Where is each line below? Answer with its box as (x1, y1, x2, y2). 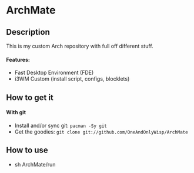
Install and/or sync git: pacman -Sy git (14, 122, 108, 129)
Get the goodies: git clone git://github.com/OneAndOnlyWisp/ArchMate (14, 128, 188, 135)
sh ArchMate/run (14, 161, 56, 168)
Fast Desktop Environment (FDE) (14, 69, 94, 76)
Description (6, 27, 50, 37)
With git (6, 109, 26, 116)
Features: (6, 56, 31, 63)
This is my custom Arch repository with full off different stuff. (6, 42, 154, 49)
